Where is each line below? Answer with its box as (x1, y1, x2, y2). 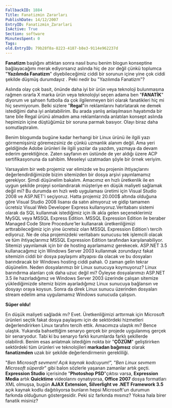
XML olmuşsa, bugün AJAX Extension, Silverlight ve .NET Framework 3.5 (5, 381, 164, 387)
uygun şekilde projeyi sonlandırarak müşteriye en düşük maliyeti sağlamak (5, 182, 163, 188)
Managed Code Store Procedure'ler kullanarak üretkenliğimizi (5, 220, 136, 226)
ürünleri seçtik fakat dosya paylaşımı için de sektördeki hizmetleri (5, 317, 144, 323)
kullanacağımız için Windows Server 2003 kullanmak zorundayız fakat (5, 247, 154, 254)
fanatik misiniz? (5, 397, 39, 403)
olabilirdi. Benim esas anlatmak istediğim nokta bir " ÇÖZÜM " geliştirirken (5, 338, 160, 344)
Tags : (5, 41, 17, 46)
